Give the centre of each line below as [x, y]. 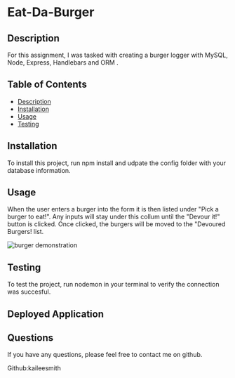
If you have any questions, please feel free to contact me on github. [105, 355]
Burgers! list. [26, 232]
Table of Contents [47, 85]
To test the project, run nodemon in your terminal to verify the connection [113, 285]
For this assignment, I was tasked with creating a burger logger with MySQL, [117, 55]
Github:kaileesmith [34, 368]
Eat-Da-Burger [51, 12]
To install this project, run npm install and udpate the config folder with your [117, 163]
